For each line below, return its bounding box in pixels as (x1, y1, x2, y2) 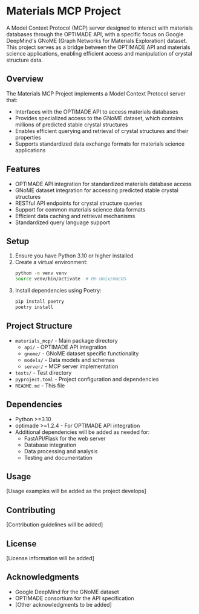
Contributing (6, 505, 56, 515)
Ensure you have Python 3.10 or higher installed (15, 252, 134, 259)
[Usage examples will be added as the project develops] (6, 488, 146, 495)
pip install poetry (15, 299, 65, 305)
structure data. (6, 56, 44, 63)
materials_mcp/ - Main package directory (15, 337, 118, 344)
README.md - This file (15, 382, 65, 389)
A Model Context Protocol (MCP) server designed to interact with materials (6, 24, 193, 31)
